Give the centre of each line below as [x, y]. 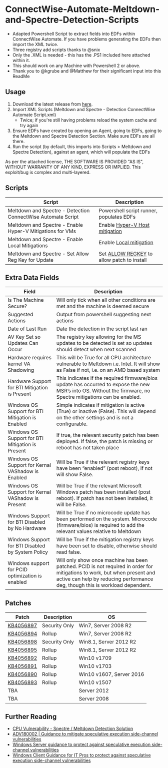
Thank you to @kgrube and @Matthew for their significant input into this [87, 71]
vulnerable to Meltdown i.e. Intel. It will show [108, 364]
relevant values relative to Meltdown [99, 531]
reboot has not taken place [87, 448]
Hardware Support [29, 381]
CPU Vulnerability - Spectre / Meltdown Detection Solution [73, 728]
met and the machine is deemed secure [102, 306]
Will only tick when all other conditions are [106, 300]
